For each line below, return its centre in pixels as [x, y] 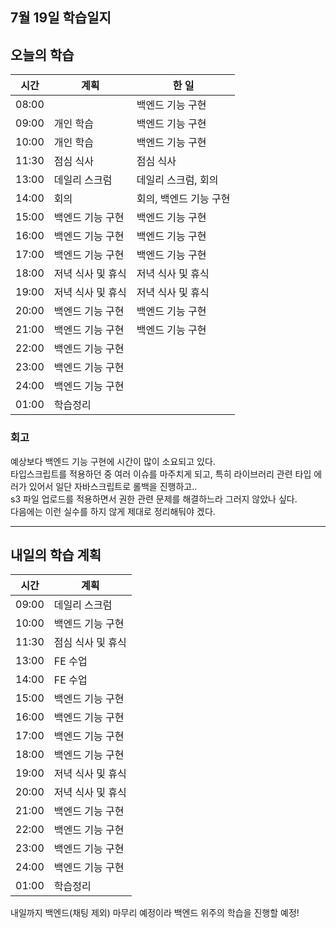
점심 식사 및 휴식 [90, 643]
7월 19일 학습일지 [61, 18]
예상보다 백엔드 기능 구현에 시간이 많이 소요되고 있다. [113, 461]
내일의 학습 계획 [56, 554]
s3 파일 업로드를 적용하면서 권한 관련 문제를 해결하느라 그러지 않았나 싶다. [154, 499]
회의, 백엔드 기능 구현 [183, 199]
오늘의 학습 [42, 54]
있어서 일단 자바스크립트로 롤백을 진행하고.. [113, 486]
